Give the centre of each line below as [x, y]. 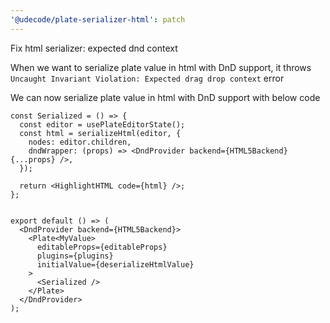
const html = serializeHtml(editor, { [100, 133]
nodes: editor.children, [80, 142]
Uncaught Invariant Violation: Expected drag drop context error [147, 78]
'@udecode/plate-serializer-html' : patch [98, 19]
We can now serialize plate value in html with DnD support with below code [165, 97]
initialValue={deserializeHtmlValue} [115, 264]
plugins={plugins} [75, 256]
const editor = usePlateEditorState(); [102, 124]
